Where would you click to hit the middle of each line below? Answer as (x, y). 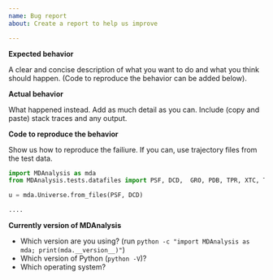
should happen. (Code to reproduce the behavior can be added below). (128, 78)
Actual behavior (36, 93)
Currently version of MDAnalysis (65, 225)
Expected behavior (41, 54)
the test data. (30, 158)
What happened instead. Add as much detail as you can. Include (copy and (134, 110)
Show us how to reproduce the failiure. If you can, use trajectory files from (133, 149)
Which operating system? (63, 267)
